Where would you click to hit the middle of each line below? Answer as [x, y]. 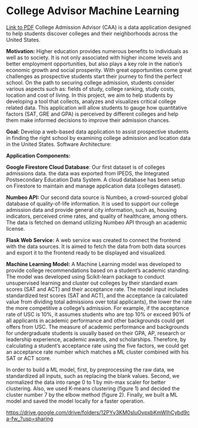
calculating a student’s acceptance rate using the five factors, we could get [97, 345]
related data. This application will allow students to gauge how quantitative [97, 107]
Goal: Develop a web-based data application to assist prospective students [98, 132]
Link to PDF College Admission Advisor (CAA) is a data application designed [99, 27]
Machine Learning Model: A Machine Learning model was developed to [94, 264]
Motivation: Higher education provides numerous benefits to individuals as [97, 51]
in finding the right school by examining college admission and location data [98, 138]
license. [16, 228]
